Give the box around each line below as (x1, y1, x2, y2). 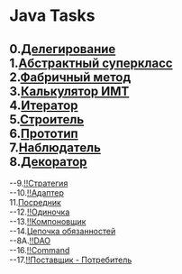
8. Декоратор (9, 154, 87, 169)
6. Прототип (9, 125, 78, 141)
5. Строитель (9, 112, 85, 127)
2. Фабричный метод (9, 69, 132, 85)
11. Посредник (9, 197, 61, 207)
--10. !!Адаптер (9, 187, 65, 198)
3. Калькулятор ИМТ (9, 83, 130, 99)
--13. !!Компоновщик (9, 216, 86, 226)
